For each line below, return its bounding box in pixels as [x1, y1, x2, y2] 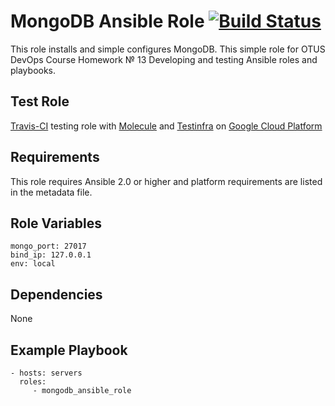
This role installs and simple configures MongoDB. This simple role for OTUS [10, 43, 326, 55]
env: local [10, 259, 56, 269]
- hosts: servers [10, 368, 83, 378]
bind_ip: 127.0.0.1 [10, 250, 92, 260]
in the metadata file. [10, 186, 93, 198]
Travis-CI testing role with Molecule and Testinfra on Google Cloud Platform [10, 120, 323, 132]
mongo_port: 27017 [10, 241, 87, 252]
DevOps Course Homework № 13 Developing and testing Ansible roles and [10, 53, 318, 65]
